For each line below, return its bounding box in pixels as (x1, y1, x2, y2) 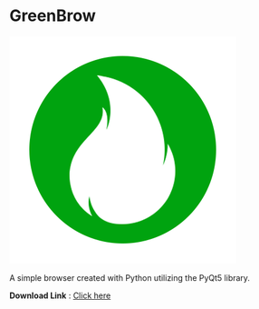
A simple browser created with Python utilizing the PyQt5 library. (9, 272, 251, 283)
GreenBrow (9, 5, 97, 26)
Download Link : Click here (9, 290, 111, 301)
